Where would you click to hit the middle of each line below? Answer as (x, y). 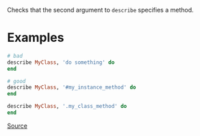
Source (17, 126)
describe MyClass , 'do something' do (61, 62)
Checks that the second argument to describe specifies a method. (100, 10)
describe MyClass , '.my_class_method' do (67, 106)
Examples (36, 38)
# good (16, 81)
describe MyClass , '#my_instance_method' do (72, 88)
